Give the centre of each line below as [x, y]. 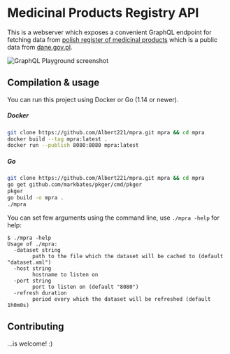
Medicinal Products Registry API [103, 13]
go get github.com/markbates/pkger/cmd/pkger [74, 185]
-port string [33, 281]
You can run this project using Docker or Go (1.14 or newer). [93, 99]
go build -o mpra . [36, 197]
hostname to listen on [65, 274]
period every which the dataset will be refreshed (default [122, 299]
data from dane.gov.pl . [40, 47]
